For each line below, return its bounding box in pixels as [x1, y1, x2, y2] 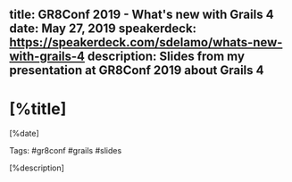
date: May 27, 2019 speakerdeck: [9, 21, 197, 37]
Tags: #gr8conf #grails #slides [9, 145, 122, 156]
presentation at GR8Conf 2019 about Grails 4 [9, 62, 264, 79]
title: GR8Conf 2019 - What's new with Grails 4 [9, 7, 274, 22]
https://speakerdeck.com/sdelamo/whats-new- [9, 35, 283, 50]
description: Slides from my [88, 49, 246, 64]
